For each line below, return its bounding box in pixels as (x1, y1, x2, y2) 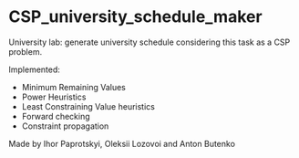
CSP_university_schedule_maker (8, 6, 263, 27)
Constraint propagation (21, 121, 109, 132)
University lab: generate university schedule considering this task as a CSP (8, 37, 291, 47)
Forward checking (21, 111, 90, 121)
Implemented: (8, 64, 61, 75)
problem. (8, 46, 43, 57)
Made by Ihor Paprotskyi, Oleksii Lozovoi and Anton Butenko (8, 138, 236, 149)
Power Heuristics (21, 91, 87, 102)
